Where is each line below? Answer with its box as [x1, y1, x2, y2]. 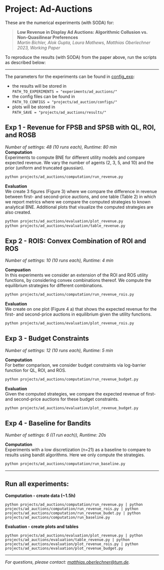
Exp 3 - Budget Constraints [5, 334, 89, 343]
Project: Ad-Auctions [5, 3, 93, 15]
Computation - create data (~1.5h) [5, 493, 76, 498]
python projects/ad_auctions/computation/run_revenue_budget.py [5, 376, 139, 382]
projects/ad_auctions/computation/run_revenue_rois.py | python [5, 506, 139, 511]
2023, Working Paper [17, 45, 61, 50]
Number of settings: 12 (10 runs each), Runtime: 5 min [5, 347, 113, 353]
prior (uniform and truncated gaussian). [5, 165, 84, 171]
